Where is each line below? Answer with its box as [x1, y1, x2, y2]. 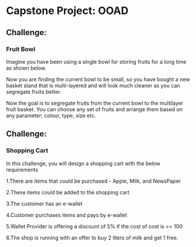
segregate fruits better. [6, 88, 61, 95]
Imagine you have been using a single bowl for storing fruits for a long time [6, 58, 187, 65]
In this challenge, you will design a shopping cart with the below [6, 160, 161, 167]
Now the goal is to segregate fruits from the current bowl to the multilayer [6, 100, 184, 107]
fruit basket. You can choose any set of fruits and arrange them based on [6, 105, 183, 112]
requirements [6, 166, 39, 173]
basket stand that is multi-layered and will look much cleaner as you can [6, 82, 180, 89]
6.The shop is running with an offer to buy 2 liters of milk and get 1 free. [6, 234, 178, 241]
